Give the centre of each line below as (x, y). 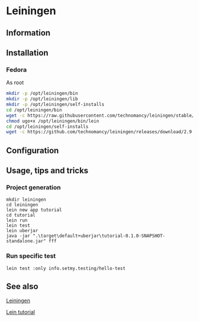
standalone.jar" (26, 241)
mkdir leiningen (26, 200)
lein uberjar (22, 231)
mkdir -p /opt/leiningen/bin (42, 94)
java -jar (18, 236)
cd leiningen (22, 205)
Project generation (33, 187)
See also (22, 286)
